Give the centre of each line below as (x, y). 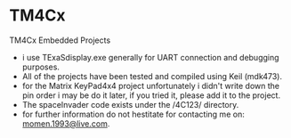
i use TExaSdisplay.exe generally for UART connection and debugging (150, 57)
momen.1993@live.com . (66, 123)
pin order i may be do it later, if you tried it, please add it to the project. (151, 95)
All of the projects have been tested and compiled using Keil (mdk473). (152, 76)
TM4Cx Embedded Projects (60, 40)
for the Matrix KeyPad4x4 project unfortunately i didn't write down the (151, 85)
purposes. (41, 67)
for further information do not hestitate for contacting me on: (133, 114)
